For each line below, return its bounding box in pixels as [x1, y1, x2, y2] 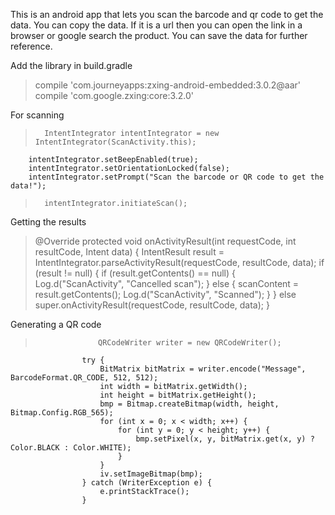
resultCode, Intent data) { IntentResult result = [34, 246, 225, 258]
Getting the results [10, 216, 87, 228]
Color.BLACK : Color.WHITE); [10, 443, 132, 453]
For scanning [10, 109, 65, 121]
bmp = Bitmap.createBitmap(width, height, [99, 399, 280, 409]
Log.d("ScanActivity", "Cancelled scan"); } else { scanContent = [34, 278, 300, 289]
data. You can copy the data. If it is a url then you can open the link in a [10, 19, 303, 31]
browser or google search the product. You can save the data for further [10, 30, 308, 41]
